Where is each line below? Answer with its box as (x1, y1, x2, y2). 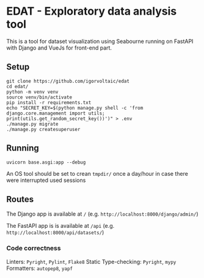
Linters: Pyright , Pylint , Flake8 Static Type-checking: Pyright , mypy (6, 258, 177, 265)
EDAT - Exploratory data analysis (6, 4, 177, 18)
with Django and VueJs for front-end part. (6, 44, 112, 51)
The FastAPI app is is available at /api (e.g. (6, 222, 115, 230)
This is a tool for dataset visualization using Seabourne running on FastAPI (6, 37, 194, 45)
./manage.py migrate (6, 121, 59, 127)
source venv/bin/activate (6, 94, 72, 100)
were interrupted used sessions (6, 176, 86, 184)
